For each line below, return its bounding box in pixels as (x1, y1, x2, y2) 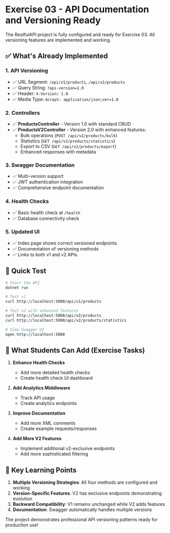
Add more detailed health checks (20, 370, 90, 376)
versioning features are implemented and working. (5, 37, 111, 43)
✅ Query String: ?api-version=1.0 (12, 85, 84, 91)
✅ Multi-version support (12, 173, 64, 179)
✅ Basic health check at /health (12, 209, 81, 216)
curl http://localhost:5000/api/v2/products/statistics (5, 318, 127, 323)
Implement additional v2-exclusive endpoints (20, 445, 115, 452)
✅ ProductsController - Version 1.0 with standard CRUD (12, 120, 131, 127)
